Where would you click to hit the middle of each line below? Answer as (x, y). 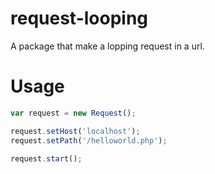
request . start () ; (46, 158)
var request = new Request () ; (73, 113)
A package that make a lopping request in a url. (107, 46)
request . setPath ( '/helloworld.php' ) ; (89, 140)
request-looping (79, 18)
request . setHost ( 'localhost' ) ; (75, 131)
